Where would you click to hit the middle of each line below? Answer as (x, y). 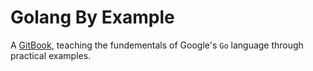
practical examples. (51, 55)
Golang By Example (92, 17)
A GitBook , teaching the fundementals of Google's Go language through (157, 45)
